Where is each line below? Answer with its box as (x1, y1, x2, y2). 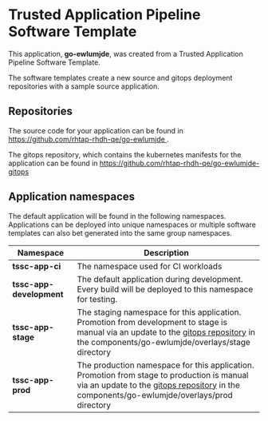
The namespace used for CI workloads (77, 260, 223, 272)
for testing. (77, 293, 118, 304)
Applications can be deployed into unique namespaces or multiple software (8, 220, 257, 229)
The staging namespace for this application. (77, 306, 242, 317)
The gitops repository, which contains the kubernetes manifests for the (8, 149, 242, 159)
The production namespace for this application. (77, 359, 254, 371)
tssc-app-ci (12, 260, 61, 272)
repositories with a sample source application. (8, 81, 160, 91)
